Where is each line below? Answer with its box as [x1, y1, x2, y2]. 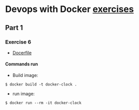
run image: [12, 91, 35, 97]
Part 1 [5, 23, 23, 32]
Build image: [12, 72, 38, 78]
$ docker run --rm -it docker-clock [5, 100, 81, 105]
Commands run [5, 61, 38, 67]
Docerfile [12, 49, 32, 55]
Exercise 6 [5, 38, 31, 45]
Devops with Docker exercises [5, 3, 134, 15]
